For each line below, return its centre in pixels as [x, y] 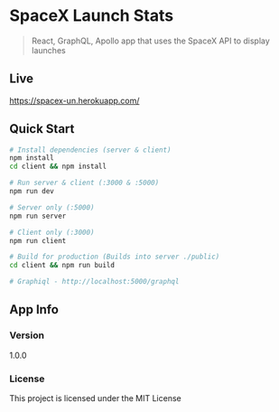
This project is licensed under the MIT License [96, 398]
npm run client [38, 240]
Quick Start [42, 129]
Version [27, 335]
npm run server [38, 216]
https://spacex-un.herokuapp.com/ [74, 100]
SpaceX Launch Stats [92, 16]
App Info [34, 309]
